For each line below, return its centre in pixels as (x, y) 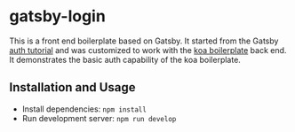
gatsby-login (58, 16)
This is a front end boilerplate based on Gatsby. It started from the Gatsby (144, 41)
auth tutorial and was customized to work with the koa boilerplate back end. (148, 50)
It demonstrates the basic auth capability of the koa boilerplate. (125, 59)
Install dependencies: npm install (84, 109)
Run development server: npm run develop (99, 118)
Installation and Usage (72, 87)
